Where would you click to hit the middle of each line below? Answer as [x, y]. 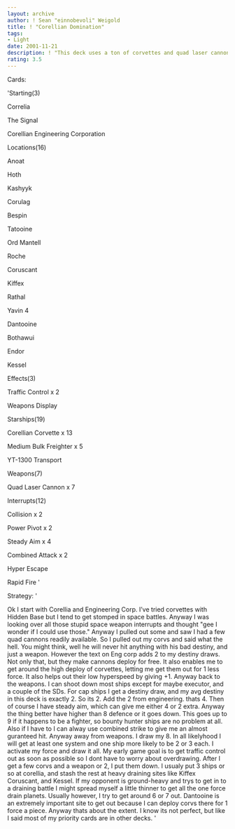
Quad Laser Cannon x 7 [41, 487]
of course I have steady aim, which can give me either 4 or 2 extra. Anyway [116, 706]
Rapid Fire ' [24, 582]
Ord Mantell [24, 242]
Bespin [17, 215]
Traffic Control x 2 [33, 392]
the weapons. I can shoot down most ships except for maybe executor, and [115, 684]
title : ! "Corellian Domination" [56, 27]
